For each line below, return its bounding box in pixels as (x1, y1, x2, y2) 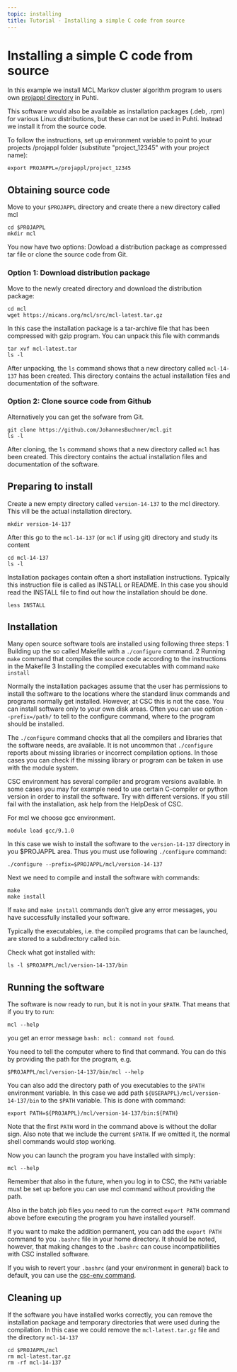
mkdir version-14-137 (7, 520, 71, 528)
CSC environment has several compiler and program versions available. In (7, 777, 223, 786)
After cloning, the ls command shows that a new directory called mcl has (7, 444, 221, 454)
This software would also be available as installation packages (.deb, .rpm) (7, 107, 225, 116)
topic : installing (7, 10, 62, 18)
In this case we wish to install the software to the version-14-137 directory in (7, 840, 231, 848)
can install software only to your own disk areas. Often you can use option (7, 704, 224, 713)
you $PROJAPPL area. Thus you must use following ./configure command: (7, 848, 227, 856)
